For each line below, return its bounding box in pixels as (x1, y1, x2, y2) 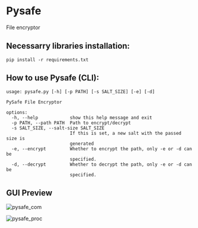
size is (6, 135, 25, 141)
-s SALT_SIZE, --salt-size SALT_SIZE (11, 125, 105, 131)
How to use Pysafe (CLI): (6, 73, 100, 83)
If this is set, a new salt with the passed (69, 130, 182, 136)
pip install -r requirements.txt (6, 56, 89, 63)
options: (6, 109, 28, 115)
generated (69, 141, 94, 147)
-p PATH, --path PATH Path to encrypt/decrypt (11, 120, 132, 126)
